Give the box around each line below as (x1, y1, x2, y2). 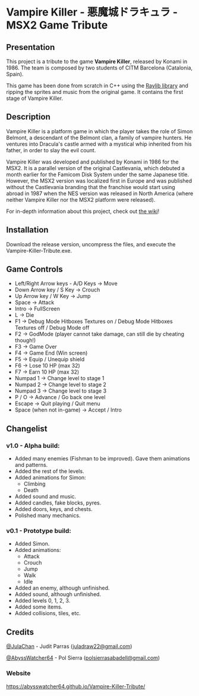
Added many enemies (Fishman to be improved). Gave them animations (14, 455, 190, 462)
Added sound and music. (14, 493, 77, 500)
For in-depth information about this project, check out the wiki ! (6, 208, 160, 215)
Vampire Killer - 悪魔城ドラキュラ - (6, 5, 178, 19)
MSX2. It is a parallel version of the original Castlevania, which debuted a (6, 164, 185, 171)
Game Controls (6, 264, 64, 274)
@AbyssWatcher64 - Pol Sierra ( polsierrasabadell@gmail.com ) (6, 654, 160, 661)
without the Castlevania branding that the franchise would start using (6, 183, 175, 190)
